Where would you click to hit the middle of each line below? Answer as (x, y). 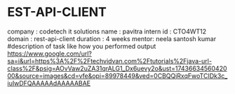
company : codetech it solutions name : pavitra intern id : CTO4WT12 (107, 31)
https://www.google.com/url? (50, 54)
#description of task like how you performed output (82, 46)
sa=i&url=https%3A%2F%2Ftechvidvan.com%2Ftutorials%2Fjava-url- (110, 61)
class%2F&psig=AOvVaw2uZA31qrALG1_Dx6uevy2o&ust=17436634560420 (117, 68)
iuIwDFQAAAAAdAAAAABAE (49, 83)
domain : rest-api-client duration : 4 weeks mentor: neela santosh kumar (112, 38)
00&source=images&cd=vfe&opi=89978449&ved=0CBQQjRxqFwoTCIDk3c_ (117, 76)
